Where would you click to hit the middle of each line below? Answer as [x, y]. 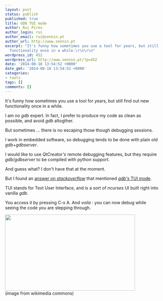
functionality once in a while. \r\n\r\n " [52, 50]
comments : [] [18, 87]
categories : [17, 73]
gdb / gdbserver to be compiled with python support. [58, 159]
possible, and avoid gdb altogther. [39, 121]
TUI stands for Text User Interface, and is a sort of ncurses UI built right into [82, 188]
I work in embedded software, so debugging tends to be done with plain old [81, 139]
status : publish [22, 14]
